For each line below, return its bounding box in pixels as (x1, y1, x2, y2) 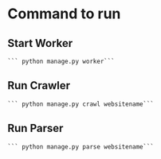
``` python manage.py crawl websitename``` (7, 100, 155, 108)
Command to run (7, 5, 121, 23)
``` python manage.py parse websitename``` (7, 142, 155, 151)
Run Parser (7, 122, 64, 135)
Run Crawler (7, 79, 71, 92)
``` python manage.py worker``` (7, 57, 115, 65)
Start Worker (7, 37, 73, 50)
